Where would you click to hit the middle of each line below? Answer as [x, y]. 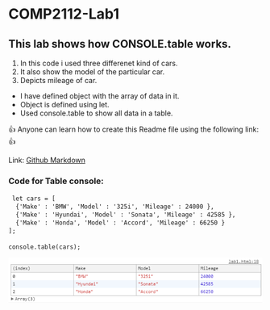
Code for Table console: [56, 181]
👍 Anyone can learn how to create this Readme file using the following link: [134, 129]
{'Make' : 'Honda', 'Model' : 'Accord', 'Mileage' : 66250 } [120, 223]
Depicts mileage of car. [58, 80]
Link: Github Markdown [47, 160]
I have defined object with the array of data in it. [100, 96]
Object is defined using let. [65, 105]
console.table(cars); [45, 247]
